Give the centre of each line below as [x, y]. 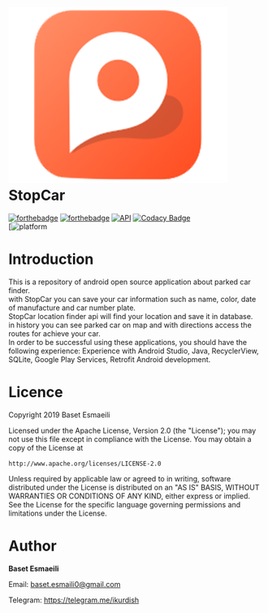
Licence [36, 393]
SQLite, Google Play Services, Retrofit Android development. [110, 359]
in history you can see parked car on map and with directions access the [130, 325]
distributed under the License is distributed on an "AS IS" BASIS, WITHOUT [134, 487]
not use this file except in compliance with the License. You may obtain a [130, 439]
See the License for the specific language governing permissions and [125, 504]
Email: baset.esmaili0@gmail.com [65, 584]
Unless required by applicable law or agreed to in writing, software [120, 478]
